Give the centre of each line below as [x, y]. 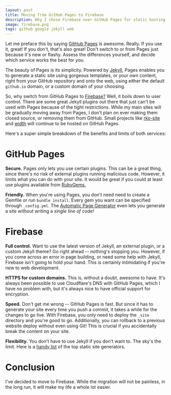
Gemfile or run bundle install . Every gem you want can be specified [78, 200]
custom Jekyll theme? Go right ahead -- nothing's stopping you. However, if [85, 251]
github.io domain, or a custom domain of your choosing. [65, 86]
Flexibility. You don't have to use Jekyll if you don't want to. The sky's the [83, 341]
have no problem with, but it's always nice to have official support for [78, 289]
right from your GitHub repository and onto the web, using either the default [85, 81]
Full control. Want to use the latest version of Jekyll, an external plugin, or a [85, 246]
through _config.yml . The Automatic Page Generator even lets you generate [85, 206]
